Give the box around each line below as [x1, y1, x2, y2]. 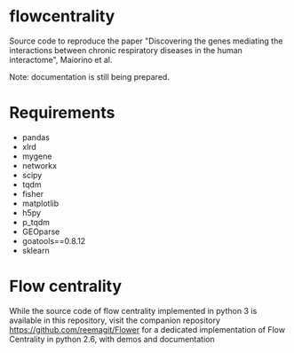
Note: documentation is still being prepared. [9, 71, 171, 82]
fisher [21, 188, 44, 199]
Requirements [9, 103, 115, 123]
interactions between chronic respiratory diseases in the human [9, 44, 242, 55]
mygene [21, 151, 52, 161]
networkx [21, 160, 58, 170]
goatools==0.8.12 [21, 235, 86, 246]
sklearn [21, 245, 51, 255]
